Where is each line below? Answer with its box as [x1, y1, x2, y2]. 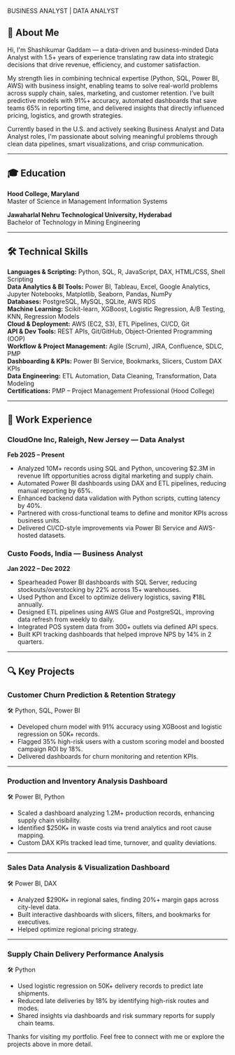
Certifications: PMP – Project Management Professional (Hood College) [7, 387, 215, 395]
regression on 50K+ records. [17, 730, 100, 738]
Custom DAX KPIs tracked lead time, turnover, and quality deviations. [17, 839, 217, 847]
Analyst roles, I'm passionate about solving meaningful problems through [7, 132, 218, 140]
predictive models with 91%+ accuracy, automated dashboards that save [7, 96, 217, 104]
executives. [17, 918, 51, 926]
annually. [17, 600, 44, 609]
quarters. [17, 637, 44, 646]
